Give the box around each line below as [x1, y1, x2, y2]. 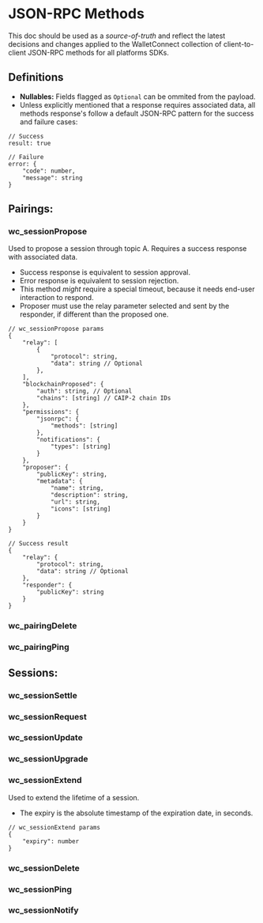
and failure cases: [19, 116, 78, 127]
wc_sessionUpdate [8, 732, 83, 743]
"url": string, [50, 498, 101, 507]
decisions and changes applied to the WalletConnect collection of [8, 39, 223, 48]
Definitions [8, 70, 64, 84]
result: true [8, 139, 51, 147]
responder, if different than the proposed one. [19, 310, 169, 319]
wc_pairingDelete [8, 621, 77, 632]
